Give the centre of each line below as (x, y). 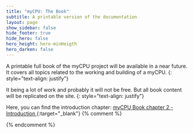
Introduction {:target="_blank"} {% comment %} (64, 113)
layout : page (22, 22)
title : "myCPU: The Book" (37, 11)
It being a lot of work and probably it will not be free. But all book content (94, 90)
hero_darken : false (30, 50)
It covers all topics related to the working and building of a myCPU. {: (89, 72)
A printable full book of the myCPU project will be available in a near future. (97, 66)
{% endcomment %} (31, 125)
